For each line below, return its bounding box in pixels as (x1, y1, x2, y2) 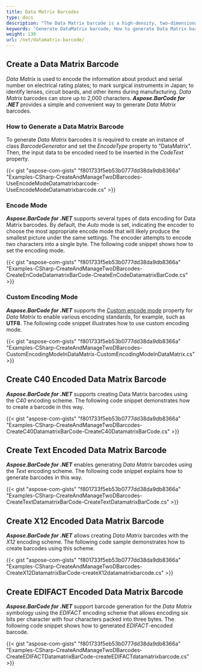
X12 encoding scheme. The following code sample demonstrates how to (6, 538, 185, 546)
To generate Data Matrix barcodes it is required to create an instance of (6, 136, 185, 144)
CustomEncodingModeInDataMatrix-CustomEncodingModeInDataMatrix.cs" (6, 350, 195, 358)
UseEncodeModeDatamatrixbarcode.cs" (6, 186, 106, 194)
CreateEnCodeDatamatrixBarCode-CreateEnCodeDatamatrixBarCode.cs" (6, 271, 188, 279)
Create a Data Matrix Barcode (6, 59, 119, 69)
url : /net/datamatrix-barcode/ (6, 37, 85, 43)
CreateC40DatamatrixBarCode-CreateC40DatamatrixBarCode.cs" (6, 428, 170, 435)
